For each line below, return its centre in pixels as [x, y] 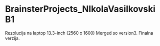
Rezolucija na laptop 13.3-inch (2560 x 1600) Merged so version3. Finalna [79, 33]
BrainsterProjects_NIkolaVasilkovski [80, 9]
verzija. [12, 38]
